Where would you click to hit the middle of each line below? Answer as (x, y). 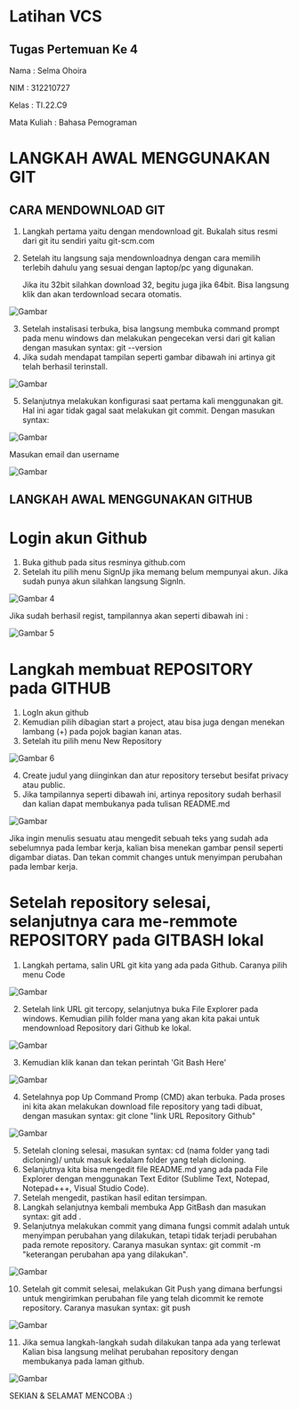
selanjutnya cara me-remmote (123, 922)
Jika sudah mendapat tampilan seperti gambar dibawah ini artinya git (149, 357)
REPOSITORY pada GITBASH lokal (137, 940)
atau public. (44, 785)
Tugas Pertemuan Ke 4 (74, 49)
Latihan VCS (56, 16)
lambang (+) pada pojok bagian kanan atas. (102, 732)
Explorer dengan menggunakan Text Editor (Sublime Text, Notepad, (146, 1179)
